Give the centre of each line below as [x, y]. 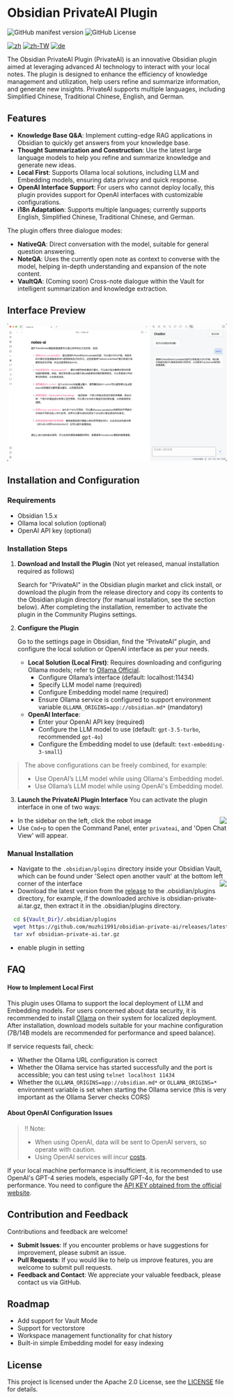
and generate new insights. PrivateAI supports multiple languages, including [116, 89]
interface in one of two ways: [59, 807]
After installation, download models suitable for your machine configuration [115, 1025]
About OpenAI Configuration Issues [60, 1113]
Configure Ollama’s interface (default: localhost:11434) [116, 677]
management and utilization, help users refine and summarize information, [114, 81]
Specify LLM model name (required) [90, 685]
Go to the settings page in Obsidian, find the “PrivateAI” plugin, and [114, 641]
